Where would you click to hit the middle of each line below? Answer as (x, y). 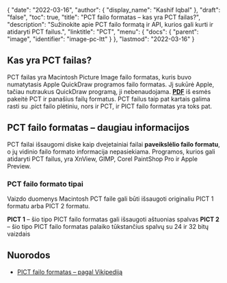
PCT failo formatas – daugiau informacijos (98, 128)
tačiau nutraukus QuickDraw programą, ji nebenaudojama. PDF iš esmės (109, 91)
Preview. (19, 166)
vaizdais (19, 234)
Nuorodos (29, 255)
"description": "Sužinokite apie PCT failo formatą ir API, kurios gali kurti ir (110, 24)
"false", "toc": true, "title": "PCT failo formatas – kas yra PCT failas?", (104, 17)
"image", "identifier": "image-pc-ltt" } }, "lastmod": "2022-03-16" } (101, 39)
